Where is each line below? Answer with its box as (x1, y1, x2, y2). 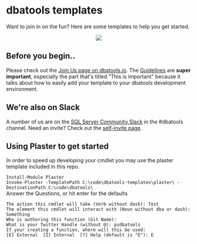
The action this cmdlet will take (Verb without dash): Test (6, 201, 159, 208)
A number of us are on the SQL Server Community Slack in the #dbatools (6, 118, 183, 125)
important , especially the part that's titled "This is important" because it (6, 73, 181, 80)
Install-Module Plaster (6, 175, 65, 181)
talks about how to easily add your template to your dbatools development (6, 79, 186, 86)
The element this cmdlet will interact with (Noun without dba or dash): (6, 206, 191, 212)
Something (6, 212, 31, 218)
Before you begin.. (6, 51, 75, 61)
